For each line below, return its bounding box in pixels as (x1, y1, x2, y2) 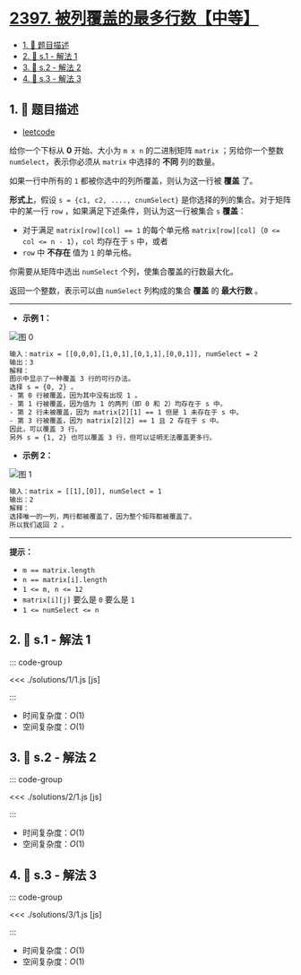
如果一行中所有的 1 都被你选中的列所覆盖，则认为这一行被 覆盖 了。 (9, 175, 258, 186)
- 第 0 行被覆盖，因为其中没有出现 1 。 (9, 391, 142, 400)
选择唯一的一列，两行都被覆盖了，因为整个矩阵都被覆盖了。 (9, 512, 196, 521)
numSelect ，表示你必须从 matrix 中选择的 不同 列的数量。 (9, 156, 220, 167)
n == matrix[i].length (21, 575, 107, 584)
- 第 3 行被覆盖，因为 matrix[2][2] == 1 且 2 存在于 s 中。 (9, 416, 224, 425)
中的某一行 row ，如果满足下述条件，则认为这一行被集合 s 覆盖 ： (9, 205, 246, 216)
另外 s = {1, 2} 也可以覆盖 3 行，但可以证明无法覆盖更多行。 (9, 432, 217, 442)
